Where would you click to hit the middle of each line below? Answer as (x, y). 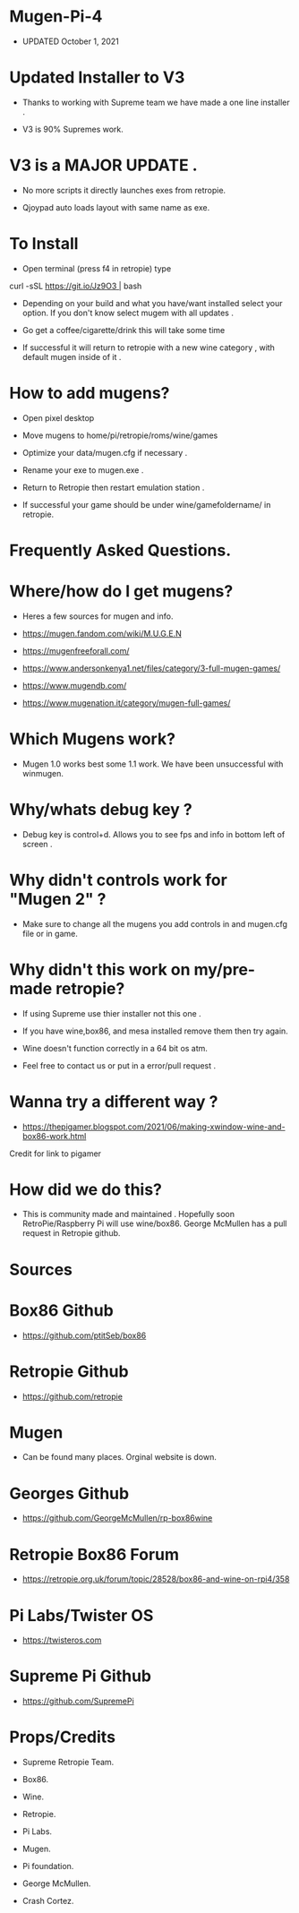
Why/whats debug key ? (101, 809)
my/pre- (225, 969)
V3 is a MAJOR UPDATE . (104, 165)
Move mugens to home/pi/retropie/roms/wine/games (120, 435)
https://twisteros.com (62, 1640)
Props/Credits (63, 1737)
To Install (44, 244)
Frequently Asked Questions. (120, 550)
